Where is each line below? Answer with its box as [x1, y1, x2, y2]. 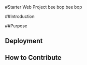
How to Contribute [5, 53, 62, 62]
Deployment [5, 37, 43, 45]
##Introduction [5, 14, 35, 19]
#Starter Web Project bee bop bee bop [5, 4, 82, 10]
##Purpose [5, 23, 28, 29]
